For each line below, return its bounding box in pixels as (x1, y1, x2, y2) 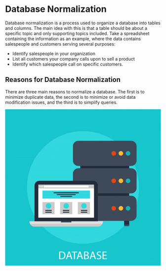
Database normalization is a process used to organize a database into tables (5, 20, 161, 26)
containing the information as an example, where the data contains (5, 36, 141, 42)
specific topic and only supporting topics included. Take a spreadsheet (5, 30, 150, 36)
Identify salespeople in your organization (12, 51, 95, 57)
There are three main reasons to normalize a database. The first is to (5, 88, 145, 95)
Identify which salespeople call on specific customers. (12, 61, 124, 67)
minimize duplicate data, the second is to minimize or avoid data (5, 94, 136, 100)
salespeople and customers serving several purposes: (5, 41, 116, 47)
